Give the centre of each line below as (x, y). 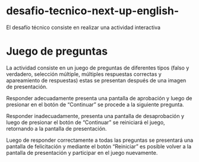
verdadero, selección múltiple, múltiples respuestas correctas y (84, 74)
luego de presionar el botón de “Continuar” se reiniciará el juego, (86, 122)
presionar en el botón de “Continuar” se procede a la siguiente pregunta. (95, 104)
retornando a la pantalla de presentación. (56, 128)
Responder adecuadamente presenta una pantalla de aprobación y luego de (99, 98)
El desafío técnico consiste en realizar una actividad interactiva (83, 27)
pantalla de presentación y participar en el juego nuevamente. (82, 153)
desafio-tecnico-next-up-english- (93, 11)
